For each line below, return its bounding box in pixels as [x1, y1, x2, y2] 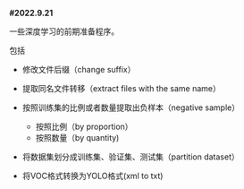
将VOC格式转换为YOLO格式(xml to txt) [21, 170, 164, 181]
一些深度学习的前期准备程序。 [9, 26, 119, 37]
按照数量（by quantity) [35, 133, 120, 142]
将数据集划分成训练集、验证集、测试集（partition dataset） [21, 151, 240, 162]
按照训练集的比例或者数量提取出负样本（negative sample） [21, 102, 240, 113]
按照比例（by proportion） [35, 121, 133, 132]
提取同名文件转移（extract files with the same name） [21, 83, 222, 93]
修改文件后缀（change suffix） [21, 64, 136, 74]
